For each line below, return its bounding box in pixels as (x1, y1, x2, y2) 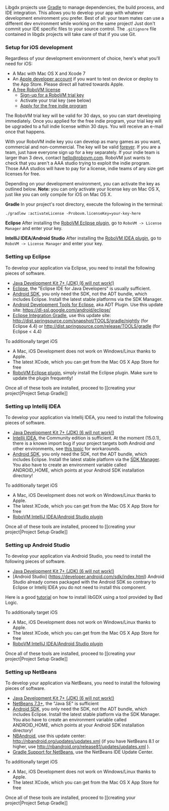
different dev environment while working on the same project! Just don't (5, 20, 155, 26)
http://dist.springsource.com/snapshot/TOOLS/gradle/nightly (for (12, 318, 149, 324)
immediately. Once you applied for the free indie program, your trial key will (5, 118, 162, 124)
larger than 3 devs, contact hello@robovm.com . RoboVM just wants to (5, 155, 151, 161)
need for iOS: (5, 61, 33, 67)
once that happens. (5, 129, 46, 135)
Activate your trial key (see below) (20, 97, 92, 103)
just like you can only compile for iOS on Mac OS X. (5, 191, 112, 198)
